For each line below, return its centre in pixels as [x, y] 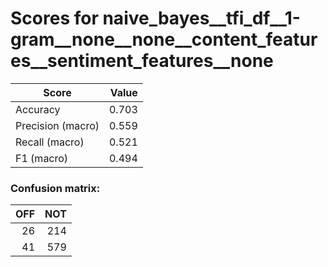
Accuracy [38, 109]
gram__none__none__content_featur [164, 39]
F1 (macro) [42, 158]
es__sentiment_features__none [142, 61]
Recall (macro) [50, 142]
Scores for [54, 18]
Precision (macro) [57, 125]
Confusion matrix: [55, 188]
